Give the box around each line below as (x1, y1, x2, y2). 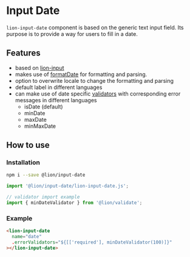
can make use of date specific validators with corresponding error (15, 90, 181, 97)
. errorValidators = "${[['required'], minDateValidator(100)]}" (12, 239, 172, 245)
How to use (6, 140, 50, 150)
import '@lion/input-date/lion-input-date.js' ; (6, 183, 129, 189)
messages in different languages (15, 96, 97, 104)
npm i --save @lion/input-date (6, 172, 86, 178)
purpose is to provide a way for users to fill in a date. (6, 30, 138, 37)
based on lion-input (15, 64, 65, 71)
